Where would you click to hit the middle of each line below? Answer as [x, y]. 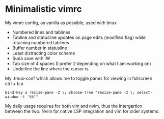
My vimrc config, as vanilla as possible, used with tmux [61, 23]
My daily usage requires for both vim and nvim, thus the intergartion [74, 106]
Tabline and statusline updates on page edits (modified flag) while [79, 37]
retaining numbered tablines [41, 42]
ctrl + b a [14, 83]
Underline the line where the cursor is [50, 69]
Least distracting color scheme [43, 53]
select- [145, 92]
